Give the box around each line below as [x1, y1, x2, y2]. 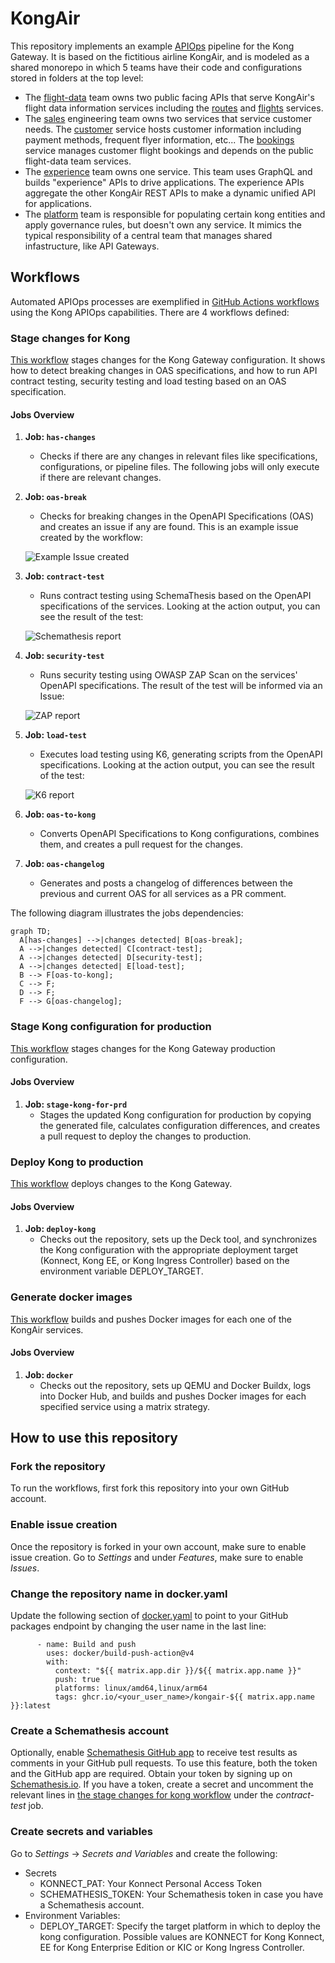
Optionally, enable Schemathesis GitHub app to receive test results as [10, 1747, 298, 1759]
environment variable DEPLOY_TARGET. [39, 1265, 204, 1277]
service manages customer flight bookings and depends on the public [24, 144, 314, 156]
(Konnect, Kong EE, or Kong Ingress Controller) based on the [39, 1255, 290, 1267]
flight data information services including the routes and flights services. [24, 102, 324, 114]
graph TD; [10, 927, 52, 937]
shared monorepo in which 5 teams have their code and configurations [10, 61, 303, 73]
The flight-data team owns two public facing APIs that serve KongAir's [24, 91, 315, 103]
